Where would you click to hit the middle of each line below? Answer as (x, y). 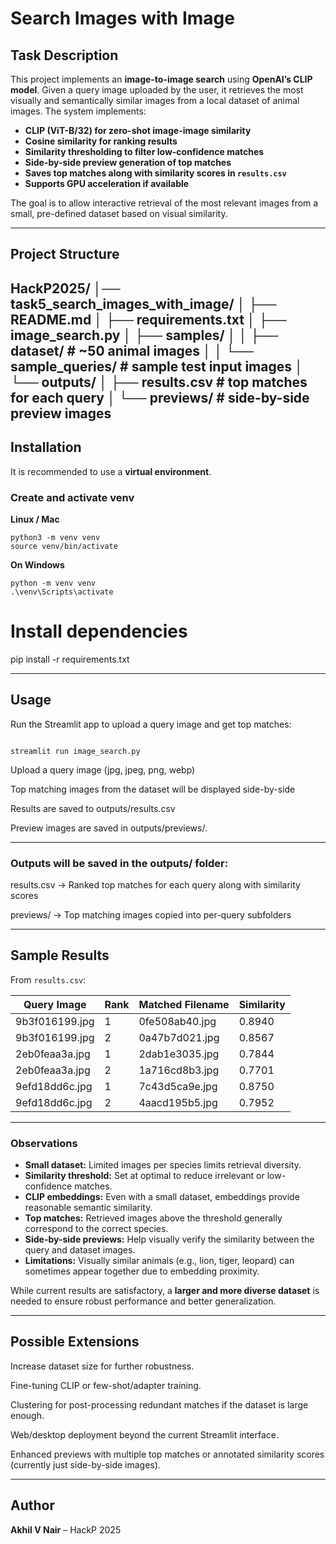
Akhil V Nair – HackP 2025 (66, 1529)
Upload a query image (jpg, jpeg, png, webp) (103, 769)
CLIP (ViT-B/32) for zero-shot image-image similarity (138, 130)
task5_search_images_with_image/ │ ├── (143, 303)
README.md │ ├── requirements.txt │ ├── (148, 319)
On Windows (37, 564)
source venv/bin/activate (64, 546)
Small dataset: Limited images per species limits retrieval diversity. (163, 1165)
